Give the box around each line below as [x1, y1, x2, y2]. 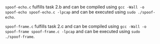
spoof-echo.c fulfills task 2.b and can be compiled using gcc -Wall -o [5, 4, 144, 10]
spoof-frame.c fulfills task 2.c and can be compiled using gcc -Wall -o [5, 23, 147, 29]
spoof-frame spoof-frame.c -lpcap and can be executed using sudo [5, 29, 140, 34]
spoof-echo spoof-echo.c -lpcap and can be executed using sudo [5, 9, 136, 15]
